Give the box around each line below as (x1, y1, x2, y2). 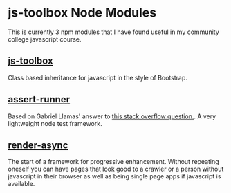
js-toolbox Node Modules (8, 5, 157, 21)
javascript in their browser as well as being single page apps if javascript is (8, 172, 221, 181)
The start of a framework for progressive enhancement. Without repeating (8, 158, 220, 166)
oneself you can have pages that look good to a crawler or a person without (8, 165, 224, 174)
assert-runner (8, 93, 71, 105)
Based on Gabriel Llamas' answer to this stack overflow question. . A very (8, 112, 216, 120)
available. (8, 180, 35, 188)
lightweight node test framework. (8, 119, 102, 127)
